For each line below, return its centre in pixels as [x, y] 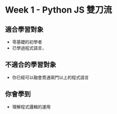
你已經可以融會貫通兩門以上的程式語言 [50, 77]
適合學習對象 [24, 29]
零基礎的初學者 [27, 42]
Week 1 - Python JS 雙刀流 [59, 10]
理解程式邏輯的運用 [31, 107]
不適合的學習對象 [31, 65]
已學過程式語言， [29, 48]
